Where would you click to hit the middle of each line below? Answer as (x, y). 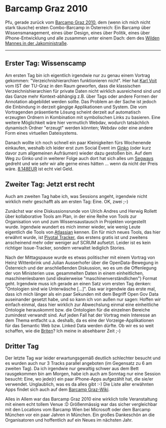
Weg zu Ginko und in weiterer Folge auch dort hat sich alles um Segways (79, 158)
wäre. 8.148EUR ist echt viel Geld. (39, 169)
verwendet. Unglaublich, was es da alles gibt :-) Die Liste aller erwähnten (80, 384)
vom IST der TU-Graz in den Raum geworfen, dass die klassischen (73, 86)
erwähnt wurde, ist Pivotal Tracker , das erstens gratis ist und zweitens (77, 237)
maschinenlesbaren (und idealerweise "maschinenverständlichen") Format (81, 278)
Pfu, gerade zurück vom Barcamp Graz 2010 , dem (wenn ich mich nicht (78, 22)
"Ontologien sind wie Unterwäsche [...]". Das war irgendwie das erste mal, (81, 289)
